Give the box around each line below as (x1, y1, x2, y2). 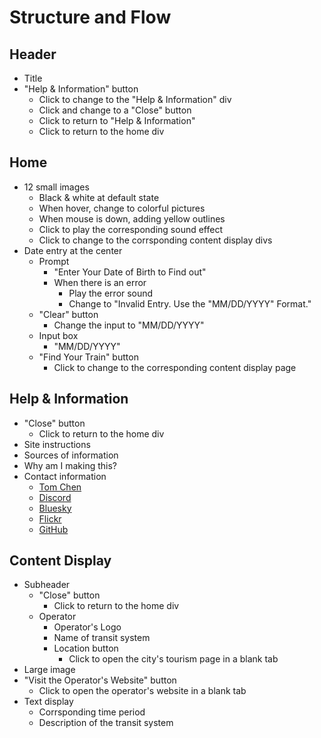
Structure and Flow (9, 6, 172, 29)
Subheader (23, 579, 71, 591)
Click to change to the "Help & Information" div (38, 94, 232, 105)
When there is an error (53, 276, 147, 288)
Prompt (38, 255, 70, 267)
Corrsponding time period (38, 706, 146, 718)
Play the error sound (68, 287, 154, 299)
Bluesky (38, 502, 72, 514)
